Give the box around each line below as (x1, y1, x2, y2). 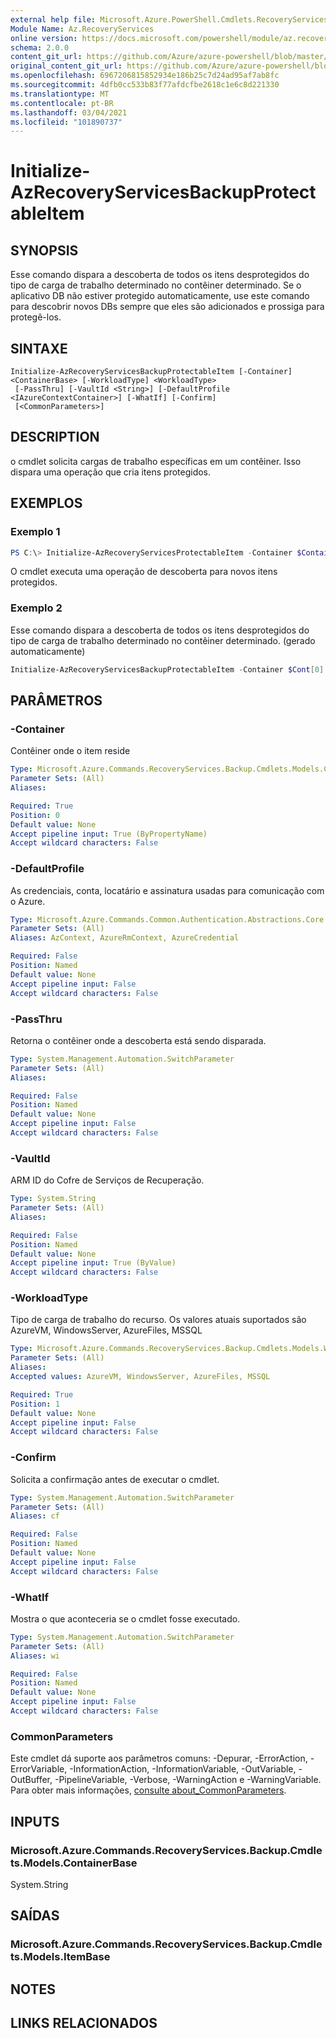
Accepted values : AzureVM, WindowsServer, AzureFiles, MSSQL (10, 1372, 271, 1382)
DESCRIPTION (10, 429, 100, 446)
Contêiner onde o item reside (10, 745, 131, 757)
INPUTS (10, 1813, 60, 1830)
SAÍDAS (10, 1907, 60, 1925)
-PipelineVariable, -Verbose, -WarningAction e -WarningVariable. (54, 1774, 322, 1786)
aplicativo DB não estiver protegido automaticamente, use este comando (10, 290, 310, 302)
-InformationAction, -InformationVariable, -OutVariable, (69, 1763, 297, 1775)
